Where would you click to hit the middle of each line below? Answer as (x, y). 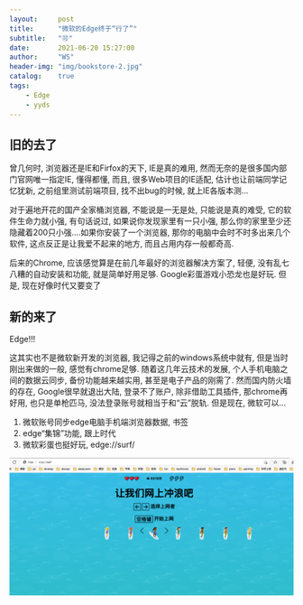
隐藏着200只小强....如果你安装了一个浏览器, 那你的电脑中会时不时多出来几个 (150, 233)
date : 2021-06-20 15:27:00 (72, 48)
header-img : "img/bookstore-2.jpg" (76, 67)
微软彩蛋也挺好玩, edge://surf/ (78, 445)
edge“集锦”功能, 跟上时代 (69, 433)
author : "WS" (42, 57)
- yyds (38, 105)
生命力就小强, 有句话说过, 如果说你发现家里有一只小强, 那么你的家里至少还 (154, 221)
